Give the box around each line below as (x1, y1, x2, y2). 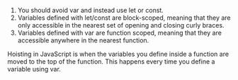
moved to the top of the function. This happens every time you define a (7, 57, 215, 66)
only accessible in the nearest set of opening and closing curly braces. (17, 21, 225, 29)
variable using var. (7, 65, 62, 73)
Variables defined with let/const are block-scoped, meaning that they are (17, 13, 231, 22)
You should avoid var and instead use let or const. (17, 6, 164, 14)
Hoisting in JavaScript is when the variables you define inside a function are (7, 50, 229, 58)
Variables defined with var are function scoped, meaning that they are (17, 28, 222, 37)
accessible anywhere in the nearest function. (17, 36, 149, 45)
